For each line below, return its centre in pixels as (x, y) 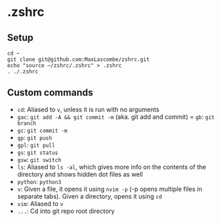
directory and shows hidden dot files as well (80, 174)
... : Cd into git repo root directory (66, 211)
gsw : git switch (39, 159)
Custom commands (50, 93)
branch (27, 123)
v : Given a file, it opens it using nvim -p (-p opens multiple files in (109, 189)
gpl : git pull (36, 145)
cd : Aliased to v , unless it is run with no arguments (88, 109)
